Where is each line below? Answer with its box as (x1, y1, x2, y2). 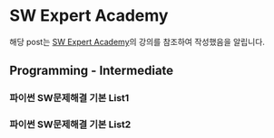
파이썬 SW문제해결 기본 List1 (9, 92, 130, 105)
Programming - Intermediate (9, 63, 174, 78)
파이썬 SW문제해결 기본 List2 (9, 118, 132, 131)
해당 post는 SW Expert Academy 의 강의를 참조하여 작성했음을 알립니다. (9, 36, 266, 47)
